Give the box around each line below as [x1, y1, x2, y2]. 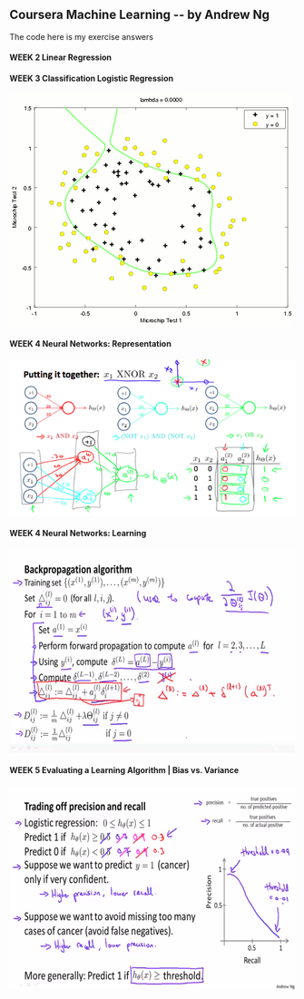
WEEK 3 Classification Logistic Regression [9, 73, 174, 83]
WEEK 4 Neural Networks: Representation [9, 338, 172, 349]
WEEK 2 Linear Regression [9, 52, 112, 63]
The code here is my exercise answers [9, 31, 154, 42]
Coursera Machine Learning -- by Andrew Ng [9, 7, 270, 23]
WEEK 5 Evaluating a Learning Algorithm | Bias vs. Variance [9, 765, 240, 776]
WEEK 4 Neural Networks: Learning [9, 528, 147, 539]
